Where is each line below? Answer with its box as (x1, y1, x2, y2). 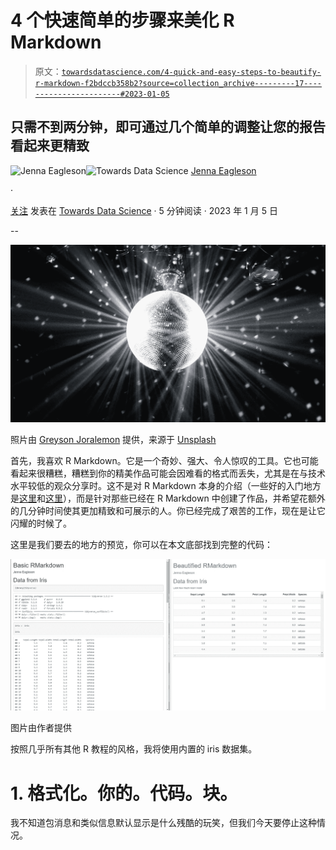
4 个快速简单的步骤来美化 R (10, 9, 235, 32)
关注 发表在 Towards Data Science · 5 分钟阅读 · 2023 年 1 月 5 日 (10, 204, 278, 216)
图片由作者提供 (10, 722, 72, 734)
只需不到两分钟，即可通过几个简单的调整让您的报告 (10, 119, 326, 136)
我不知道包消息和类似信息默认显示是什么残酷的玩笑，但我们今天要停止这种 (10, 817, 317, 829)
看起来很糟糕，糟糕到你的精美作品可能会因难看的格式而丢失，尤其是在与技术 (10, 467, 326, 479)
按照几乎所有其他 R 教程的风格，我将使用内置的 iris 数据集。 (10, 743, 258, 755)
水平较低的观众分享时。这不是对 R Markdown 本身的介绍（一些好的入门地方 (10, 479, 322, 491)
